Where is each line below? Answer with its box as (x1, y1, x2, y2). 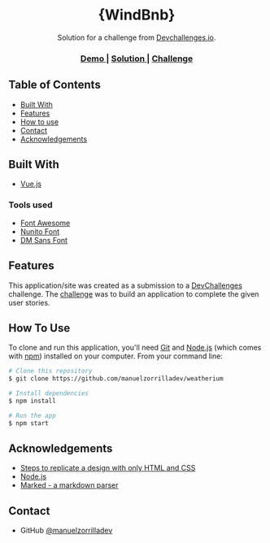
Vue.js (20, 179, 42, 189)
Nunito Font (20, 226, 60, 237)
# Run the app (8, 411, 57, 419)
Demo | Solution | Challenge (80, 53, 194, 64)
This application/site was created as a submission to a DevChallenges (8, 280, 242, 290)
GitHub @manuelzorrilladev (20, 526, 113, 536)
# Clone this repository (8, 367, 93, 376)
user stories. (8, 298, 50, 307)
